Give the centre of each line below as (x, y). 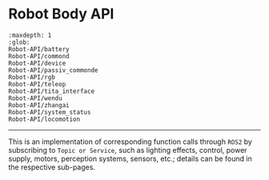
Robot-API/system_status (50, 112)
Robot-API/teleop (37, 84)
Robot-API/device (37, 63)
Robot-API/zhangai (39, 105)
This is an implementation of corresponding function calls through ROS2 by (130, 142)
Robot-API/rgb (32, 77)
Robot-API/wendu (35, 98)
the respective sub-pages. (52, 167)
